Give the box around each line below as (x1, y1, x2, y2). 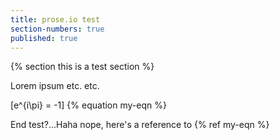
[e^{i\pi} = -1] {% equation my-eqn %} (10, 99, 167, 111)
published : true (10, 33, 78, 43)
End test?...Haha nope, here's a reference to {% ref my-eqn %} (10, 119, 270, 131)
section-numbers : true (10, 24, 105, 34)
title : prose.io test (10, 14, 101, 25)
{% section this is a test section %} (10, 61, 155, 73)
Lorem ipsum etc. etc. (10, 80, 100, 92)
